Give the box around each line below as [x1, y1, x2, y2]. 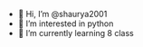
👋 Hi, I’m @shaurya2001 [17, 9, 108, 19]
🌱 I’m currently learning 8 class [17, 28, 134, 38]
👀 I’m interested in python [17, 18, 114, 29]
